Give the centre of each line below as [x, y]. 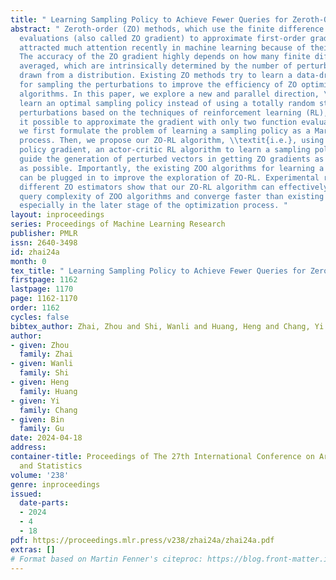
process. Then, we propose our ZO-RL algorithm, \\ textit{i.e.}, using [172, 141]
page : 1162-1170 [44, 299]
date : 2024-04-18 [46, 438]
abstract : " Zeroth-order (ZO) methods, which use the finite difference [167, 29]
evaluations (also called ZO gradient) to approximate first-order [163, 38]
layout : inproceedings [57, 215]
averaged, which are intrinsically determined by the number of [156, 66]
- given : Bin [37, 419]
